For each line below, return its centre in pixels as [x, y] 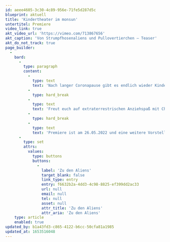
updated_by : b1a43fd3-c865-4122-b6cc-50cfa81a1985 [60, 227]
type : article [29, 218]
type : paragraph [40, 66]
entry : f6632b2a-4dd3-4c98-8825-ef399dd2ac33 [90, 185]
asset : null [54, 203]
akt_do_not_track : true [30, 43]
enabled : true [29, 222]
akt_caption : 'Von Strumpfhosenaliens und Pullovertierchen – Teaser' [81, 39]
